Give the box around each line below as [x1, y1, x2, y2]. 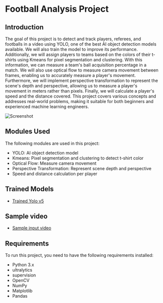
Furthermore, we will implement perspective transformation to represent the [5, 77, 158, 83]
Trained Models [5, 185, 54, 193]
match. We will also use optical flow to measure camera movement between [5, 67, 159, 73]
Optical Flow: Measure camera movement [12, 160, 97, 166]
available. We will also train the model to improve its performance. [5, 47, 138, 52]
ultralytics [12, 267, 33, 273]
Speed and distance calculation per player [12, 171, 98, 177]
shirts [5, 57, 17, 62]
